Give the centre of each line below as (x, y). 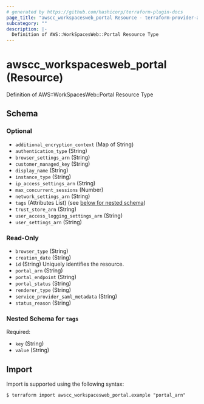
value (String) (32, 350)
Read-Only (23, 238)
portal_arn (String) (39, 271)
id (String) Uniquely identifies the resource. (70, 264)
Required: (19, 332)
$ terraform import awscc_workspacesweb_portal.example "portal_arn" (96, 395)
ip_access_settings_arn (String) (55, 183)
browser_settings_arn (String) (53, 157)
